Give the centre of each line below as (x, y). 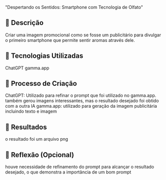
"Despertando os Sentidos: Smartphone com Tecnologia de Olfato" (74, 7)
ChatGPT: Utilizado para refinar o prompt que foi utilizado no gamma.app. (81, 95)
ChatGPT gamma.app (27, 68)
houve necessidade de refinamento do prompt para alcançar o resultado (80, 167)
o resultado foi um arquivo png (37, 139)
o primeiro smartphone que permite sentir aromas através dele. (70, 40)
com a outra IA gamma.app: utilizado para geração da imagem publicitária (81, 106)
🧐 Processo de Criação (41, 84)
